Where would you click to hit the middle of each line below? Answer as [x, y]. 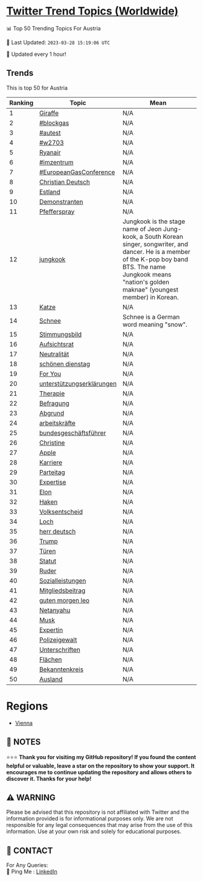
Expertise [53, 482]
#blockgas [54, 122]
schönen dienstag [65, 364]
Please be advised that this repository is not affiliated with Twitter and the [98, 812]
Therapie [52, 394]
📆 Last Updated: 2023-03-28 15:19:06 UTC [58, 42]
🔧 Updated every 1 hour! [36, 54]
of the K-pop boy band [155, 259]
